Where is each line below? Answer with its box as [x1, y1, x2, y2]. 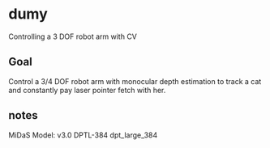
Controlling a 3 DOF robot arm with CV [8, 32, 138, 41]
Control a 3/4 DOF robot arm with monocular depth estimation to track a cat [8, 76, 262, 86]
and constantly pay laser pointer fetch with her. [8, 85, 166, 95]
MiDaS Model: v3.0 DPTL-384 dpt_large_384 [8, 130, 158, 140]
